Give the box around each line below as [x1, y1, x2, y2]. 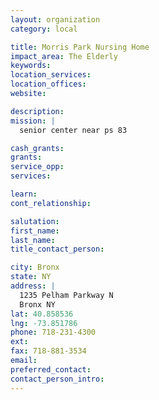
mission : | [10, 116, 56, 126]
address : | [10, 281, 56, 291]
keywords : [10, 61, 52, 71]
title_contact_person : [10, 244, 105, 255]
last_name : [10, 235, 56, 245]
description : [10, 106, 65, 116]
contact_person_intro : [10, 374, 105, 384]
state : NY [10, 272, 52, 282]
